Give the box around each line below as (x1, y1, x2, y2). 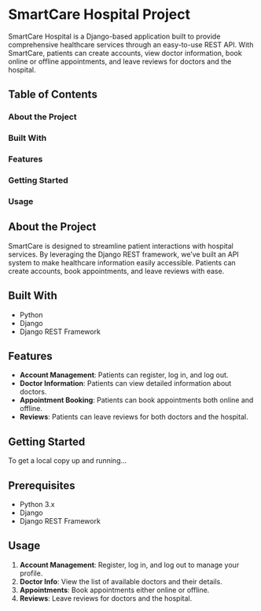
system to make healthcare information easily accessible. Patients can (8, 257, 236, 267)
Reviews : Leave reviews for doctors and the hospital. (19, 593, 193, 603)
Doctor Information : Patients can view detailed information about (19, 379, 232, 388)
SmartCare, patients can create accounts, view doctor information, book (8, 48, 242, 57)
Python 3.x (19, 500, 55, 509)
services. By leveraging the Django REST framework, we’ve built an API (8, 250, 240, 259)
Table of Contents (8, 88, 98, 102)
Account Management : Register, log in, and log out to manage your (19, 560, 240, 569)
